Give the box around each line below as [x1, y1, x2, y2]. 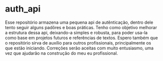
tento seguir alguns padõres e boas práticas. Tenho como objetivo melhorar [5, 24, 157, 30]
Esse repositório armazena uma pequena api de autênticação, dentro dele [5, 19, 153, 25]
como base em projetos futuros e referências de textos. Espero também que [5, 35, 158, 41]
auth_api [5, 3, 41, 15]
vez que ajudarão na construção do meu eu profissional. [5, 50, 118, 56]
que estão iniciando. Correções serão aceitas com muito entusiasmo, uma [5, 45, 154, 51]
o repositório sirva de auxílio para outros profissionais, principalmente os [5, 40, 151, 46]
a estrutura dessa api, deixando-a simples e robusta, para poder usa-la [5, 30, 148, 35]
